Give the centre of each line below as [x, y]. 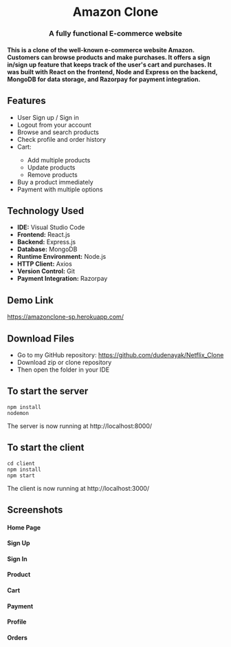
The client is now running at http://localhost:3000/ [78, 488]
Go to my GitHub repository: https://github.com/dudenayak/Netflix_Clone [120, 354]
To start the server [48, 391]
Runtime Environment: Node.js [62, 257]
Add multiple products [59, 160]
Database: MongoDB [47, 249]
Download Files [41, 338]
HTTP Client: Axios [44, 264]
